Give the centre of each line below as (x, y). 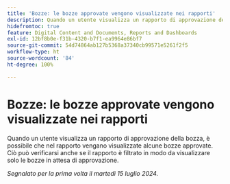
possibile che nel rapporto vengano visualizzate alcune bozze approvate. (110, 146)
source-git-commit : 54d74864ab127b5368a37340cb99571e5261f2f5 (98, 45)
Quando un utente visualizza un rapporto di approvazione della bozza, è (108, 138)
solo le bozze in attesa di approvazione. (63, 160)
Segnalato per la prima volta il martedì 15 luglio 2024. (83, 173)
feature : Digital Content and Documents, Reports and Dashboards (102, 33)
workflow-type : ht (33, 52)
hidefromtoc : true (33, 26)
